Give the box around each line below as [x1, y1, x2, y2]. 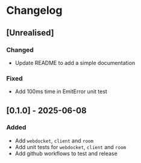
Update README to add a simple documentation [14, 59, 136, 66]
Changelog [6, 4, 63, 17]
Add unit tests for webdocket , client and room [14, 143, 127, 150]
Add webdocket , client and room [14, 137, 94, 144]
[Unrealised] [6, 28, 54, 38]
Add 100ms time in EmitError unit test [14, 88, 107, 95]
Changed [6, 46, 34, 54]
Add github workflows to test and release [14, 150, 117, 157]
